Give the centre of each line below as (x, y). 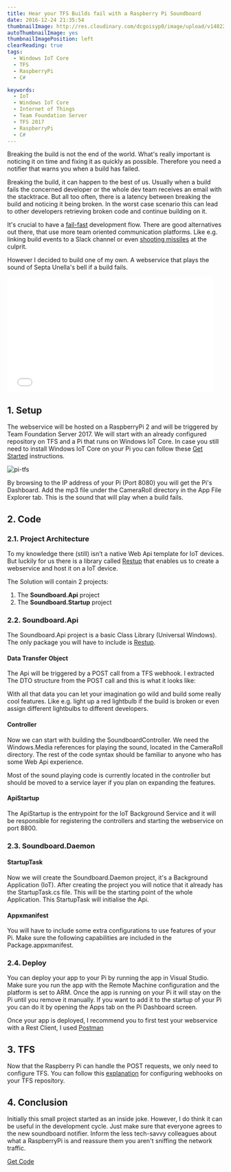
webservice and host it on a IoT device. (63, 568)
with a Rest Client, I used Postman (55, 1028)
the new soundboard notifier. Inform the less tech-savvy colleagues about (112, 1133)
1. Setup (25, 410)
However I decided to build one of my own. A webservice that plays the (108, 260)
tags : (15, 52)
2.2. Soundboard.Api (43, 620)
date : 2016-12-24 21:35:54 (46, 20)
